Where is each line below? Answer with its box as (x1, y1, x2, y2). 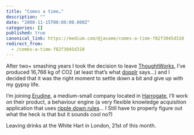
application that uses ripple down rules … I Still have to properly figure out (6, 104, 183, 111)
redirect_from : (6, 41, 43, 47)
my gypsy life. (6, 81, 40, 88)
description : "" (6, 14, 46, 20)
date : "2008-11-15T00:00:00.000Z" (6, 19, 91, 25)
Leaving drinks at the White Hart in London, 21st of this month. (6, 122, 157, 129)
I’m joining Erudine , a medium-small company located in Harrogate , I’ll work (6, 92, 188, 99)
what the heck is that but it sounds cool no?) (6, 111, 113, 118)
